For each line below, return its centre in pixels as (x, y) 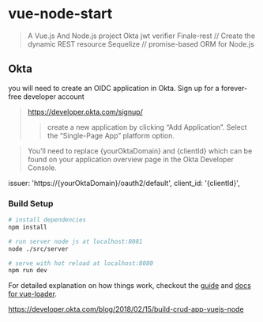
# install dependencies (47, 220)
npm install (28, 227)
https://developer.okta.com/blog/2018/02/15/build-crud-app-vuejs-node (126, 309)
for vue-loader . (33, 294)
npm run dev (28, 271)
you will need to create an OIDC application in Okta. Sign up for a (114, 88)
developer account (54, 97)
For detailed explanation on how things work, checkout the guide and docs (130, 286)
